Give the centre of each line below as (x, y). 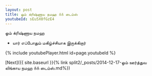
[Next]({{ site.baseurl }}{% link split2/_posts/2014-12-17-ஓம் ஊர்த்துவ (76, 63)
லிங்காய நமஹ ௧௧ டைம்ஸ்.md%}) (38, 68)
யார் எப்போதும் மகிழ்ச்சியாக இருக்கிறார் (49, 43)
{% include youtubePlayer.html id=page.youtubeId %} (61, 53)
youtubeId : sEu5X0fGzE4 (30, 19)
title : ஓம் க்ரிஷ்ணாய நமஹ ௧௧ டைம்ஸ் (42, 14)
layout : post (19, 10)
